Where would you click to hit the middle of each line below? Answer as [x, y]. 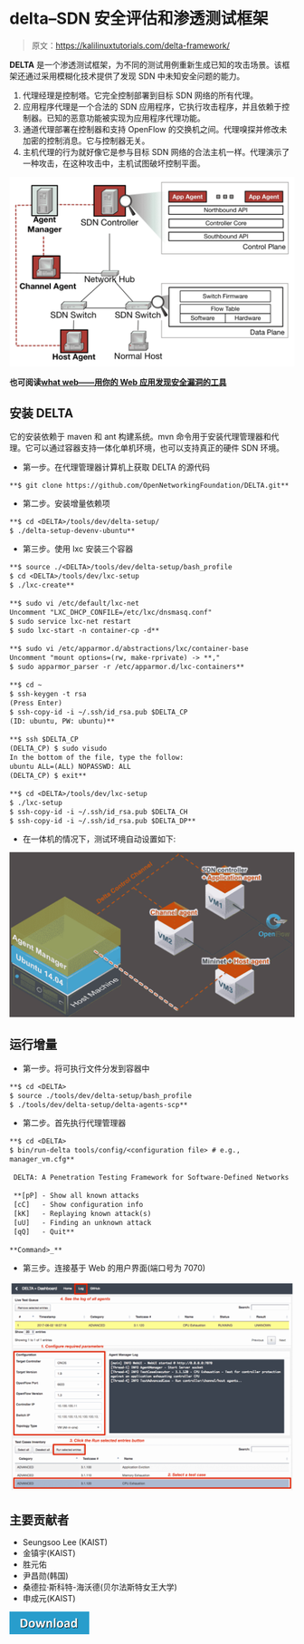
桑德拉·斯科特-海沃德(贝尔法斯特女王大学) [100, 1587]
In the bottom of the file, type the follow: [96, 758]
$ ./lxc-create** [42, 586]
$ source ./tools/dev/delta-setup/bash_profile [101, 1095]
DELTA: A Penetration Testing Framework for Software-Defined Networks [151, 1177]
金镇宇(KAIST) [49, 1553]
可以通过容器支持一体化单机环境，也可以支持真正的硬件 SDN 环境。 [159, 448]
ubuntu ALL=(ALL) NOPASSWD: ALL [70, 767]
